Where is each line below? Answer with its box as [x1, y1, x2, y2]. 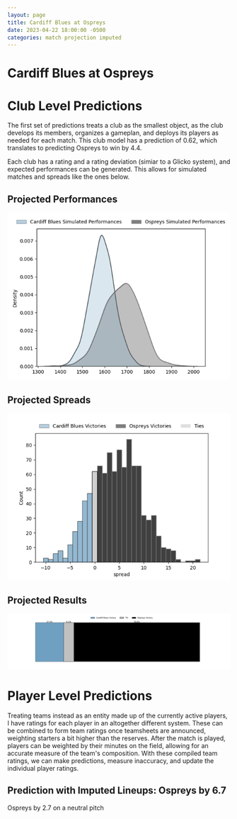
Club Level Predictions [7, 98, 143, 113]
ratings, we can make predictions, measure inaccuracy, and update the [7, 756, 214, 765]
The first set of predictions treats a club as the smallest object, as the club [7, 121, 224, 130]
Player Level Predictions [7, 688, 153, 703]
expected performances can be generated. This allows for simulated [7, 165, 207, 174]
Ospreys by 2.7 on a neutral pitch [7, 803, 104, 812]
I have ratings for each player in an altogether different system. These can [7, 718, 224, 727]
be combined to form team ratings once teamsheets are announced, [7, 726, 207, 735]
